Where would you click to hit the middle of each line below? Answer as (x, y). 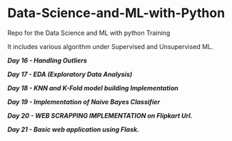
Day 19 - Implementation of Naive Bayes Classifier (84, 102)
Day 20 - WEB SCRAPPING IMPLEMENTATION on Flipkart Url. (100, 115)
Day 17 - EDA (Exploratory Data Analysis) (70, 74)
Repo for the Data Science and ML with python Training (89, 33)
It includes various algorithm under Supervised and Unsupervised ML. (110, 46)
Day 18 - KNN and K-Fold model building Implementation (93, 88)
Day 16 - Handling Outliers (47, 60)
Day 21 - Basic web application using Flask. (74, 129)
